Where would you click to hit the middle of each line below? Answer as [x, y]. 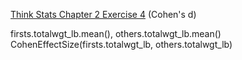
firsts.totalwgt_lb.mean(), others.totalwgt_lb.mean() [116, 33]
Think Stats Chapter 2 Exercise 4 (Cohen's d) [103, 14]
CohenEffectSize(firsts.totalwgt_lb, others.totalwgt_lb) [121, 44]
